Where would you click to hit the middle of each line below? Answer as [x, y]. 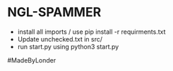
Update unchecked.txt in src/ [60, 39]
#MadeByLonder [32, 60]
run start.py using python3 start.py [68, 46]
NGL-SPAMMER [54, 12]
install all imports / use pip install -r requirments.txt [91, 32]
